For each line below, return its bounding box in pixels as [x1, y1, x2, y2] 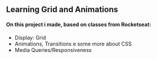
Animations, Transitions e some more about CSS [14, 40, 132, 47]
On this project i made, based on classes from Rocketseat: [6, 20, 152, 28]
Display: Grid [14, 34, 46, 41]
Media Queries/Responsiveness [14, 46, 92, 53]
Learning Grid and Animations [6, 5, 119, 15]
